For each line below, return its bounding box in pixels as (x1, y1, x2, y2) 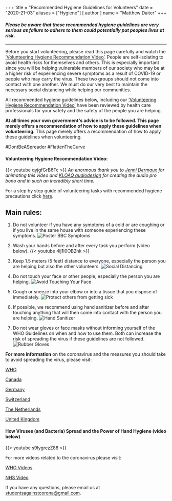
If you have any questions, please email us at (5, 485, 100, 491)
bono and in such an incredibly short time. (5, 178, 95, 184)
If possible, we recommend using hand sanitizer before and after (12, 304, 149, 310)
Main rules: (5, 208, 42, 217)
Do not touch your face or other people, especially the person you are (12, 273, 160, 279)
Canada (5, 376, 22, 383)
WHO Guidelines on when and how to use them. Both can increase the (12, 330, 161, 336)
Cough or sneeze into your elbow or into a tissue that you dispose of (12, 289, 157, 295)
